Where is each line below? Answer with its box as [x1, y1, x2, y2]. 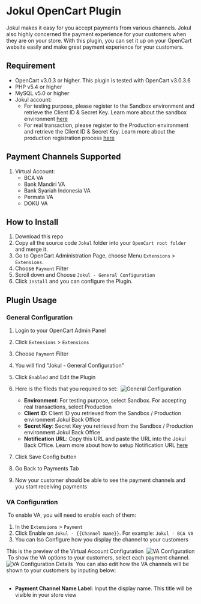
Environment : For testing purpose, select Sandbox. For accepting [23, 397, 187, 404]
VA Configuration [6, 498, 58, 506]
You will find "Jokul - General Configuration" [14, 362, 125, 369]
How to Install [6, 217, 59, 227]
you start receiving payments [14, 483, 88, 490]
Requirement [6, 61, 56, 71]
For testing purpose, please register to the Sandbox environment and [23, 102, 195, 109]
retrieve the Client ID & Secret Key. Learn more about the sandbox [23, 108, 187, 116]
